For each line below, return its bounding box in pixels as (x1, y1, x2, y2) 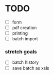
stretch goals (5, 49, 37, 55)
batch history (12, 59, 39, 65)
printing (12, 30, 28, 36)
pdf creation (12, 25, 37, 30)
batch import (12, 36, 38, 42)
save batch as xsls (12, 65, 50, 71)
